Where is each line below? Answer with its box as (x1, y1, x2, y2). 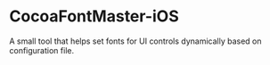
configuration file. (9, 45, 74, 55)
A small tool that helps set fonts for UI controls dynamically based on (9, 36, 262, 46)
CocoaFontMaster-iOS (9, 6, 180, 27)
